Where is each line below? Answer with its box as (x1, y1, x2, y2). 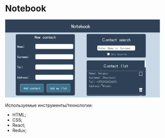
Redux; (12, 127, 27, 133)
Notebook (5, 3, 47, 14)
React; (12, 122, 26, 128)
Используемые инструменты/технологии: (5, 102, 93, 108)
